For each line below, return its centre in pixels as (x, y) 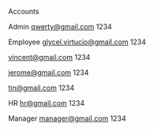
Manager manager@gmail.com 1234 (67, 118)
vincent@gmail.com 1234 (49, 57)
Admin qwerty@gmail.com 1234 (60, 26)
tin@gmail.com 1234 (41, 88)
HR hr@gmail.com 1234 (47, 103)
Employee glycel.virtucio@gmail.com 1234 (77, 42)
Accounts (24, 11)
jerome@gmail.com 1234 (49, 73)
